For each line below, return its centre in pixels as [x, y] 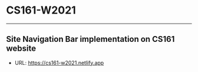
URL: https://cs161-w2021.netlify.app [59, 63]
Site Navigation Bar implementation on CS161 [90, 39]
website [21, 49]
